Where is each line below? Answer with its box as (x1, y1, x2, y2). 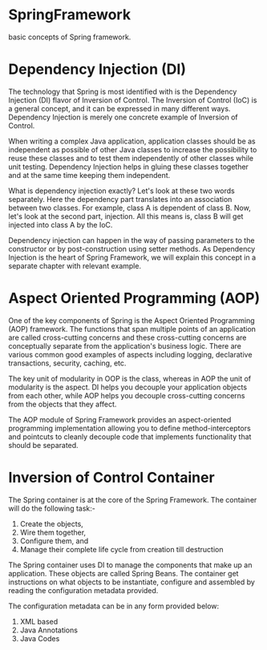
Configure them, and (19, 535, 89, 546)
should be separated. (8, 440, 79, 450)
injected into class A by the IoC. (8, 220, 113, 229)
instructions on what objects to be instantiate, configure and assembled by (8, 577, 255, 587)
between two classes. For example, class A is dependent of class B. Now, (8, 203, 251, 212)
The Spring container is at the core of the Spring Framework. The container (8, 495, 257, 504)
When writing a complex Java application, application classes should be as (8, 136, 256, 146)
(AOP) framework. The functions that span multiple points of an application (8, 324, 257, 333)
